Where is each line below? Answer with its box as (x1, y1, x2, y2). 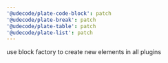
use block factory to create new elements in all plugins (6, 48, 162, 56)
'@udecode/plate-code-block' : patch (6, 10, 112, 17)
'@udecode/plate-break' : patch (6, 16, 96, 23)
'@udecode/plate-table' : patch (6, 23, 96, 29)
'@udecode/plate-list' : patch (6, 29, 94, 36)
